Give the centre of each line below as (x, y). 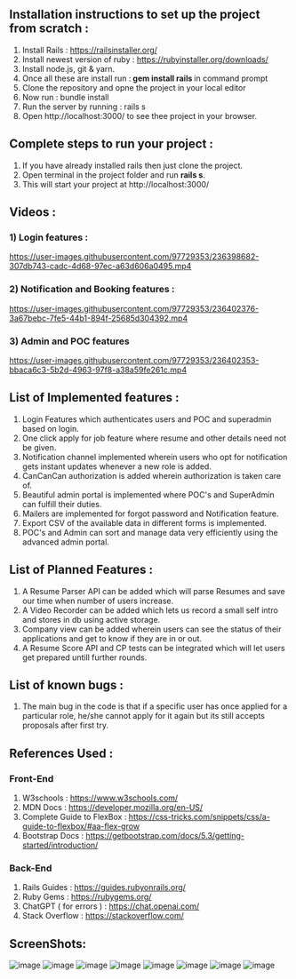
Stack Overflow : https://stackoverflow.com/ (103, 916)
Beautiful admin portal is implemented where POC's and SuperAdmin (148, 494)
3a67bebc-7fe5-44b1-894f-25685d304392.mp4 (99, 318)
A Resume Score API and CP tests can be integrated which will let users (154, 648)
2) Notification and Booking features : (92, 290)
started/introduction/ (60, 845)
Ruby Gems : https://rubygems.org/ (87, 897)
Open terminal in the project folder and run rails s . (114, 175)
